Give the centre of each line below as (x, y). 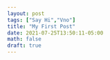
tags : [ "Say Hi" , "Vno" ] (42, 20)
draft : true (24, 46)
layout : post (26, 13)
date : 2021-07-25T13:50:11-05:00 (55, 33)
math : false (24, 39)
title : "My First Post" (42, 26)
